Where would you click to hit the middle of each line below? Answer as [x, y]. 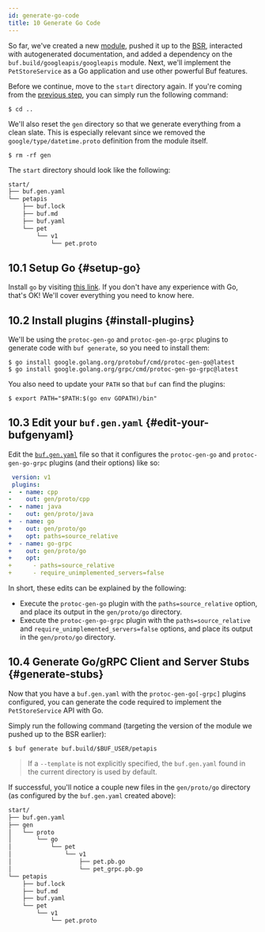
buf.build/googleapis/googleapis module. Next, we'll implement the [119, 62]
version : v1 [31, 477]
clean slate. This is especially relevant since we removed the [107, 132]
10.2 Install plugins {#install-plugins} [102, 321]
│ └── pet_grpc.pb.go [76, 869]
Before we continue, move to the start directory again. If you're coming [125, 86]
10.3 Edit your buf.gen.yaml [76, 423]
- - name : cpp [33, 492]
